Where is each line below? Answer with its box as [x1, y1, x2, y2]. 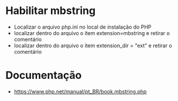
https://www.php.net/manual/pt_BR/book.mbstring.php [13, 88, 147, 95]
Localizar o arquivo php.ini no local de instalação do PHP [13, 23, 152, 30]
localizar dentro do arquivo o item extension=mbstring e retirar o [13, 29, 170, 36]
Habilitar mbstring [5, 4, 96, 18]
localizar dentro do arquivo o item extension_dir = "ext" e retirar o [13, 42, 172, 49]
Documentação [5, 69, 82, 82]
